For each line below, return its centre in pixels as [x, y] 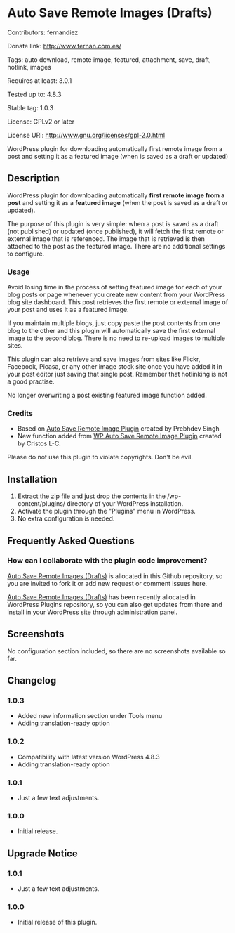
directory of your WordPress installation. [125, 504]
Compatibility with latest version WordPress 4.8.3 [88, 757]
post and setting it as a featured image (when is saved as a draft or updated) [118, 156]
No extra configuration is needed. [66, 518]
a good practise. [31, 381]
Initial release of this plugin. [57, 922]
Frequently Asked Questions [71, 541]
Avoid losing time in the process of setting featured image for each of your [115, 287]
